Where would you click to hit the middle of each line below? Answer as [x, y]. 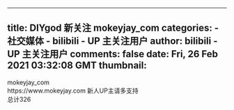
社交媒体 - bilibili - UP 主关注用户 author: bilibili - [112, 41]
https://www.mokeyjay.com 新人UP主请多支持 [73, 91]
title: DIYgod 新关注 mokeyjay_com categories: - [113, 28]
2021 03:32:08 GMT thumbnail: [77, 66]
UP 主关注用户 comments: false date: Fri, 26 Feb [112, 54]
